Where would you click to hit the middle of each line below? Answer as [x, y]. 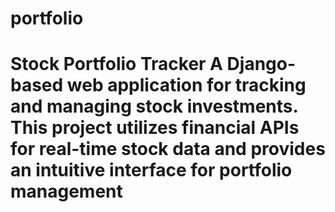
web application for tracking [186, 85]
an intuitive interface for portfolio [151, 170]
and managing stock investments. [154, 106]
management [66, 191]
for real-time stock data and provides [168, 149]
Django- [261, 64]
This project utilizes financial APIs [155, 128]
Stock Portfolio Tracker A [116, 64]
